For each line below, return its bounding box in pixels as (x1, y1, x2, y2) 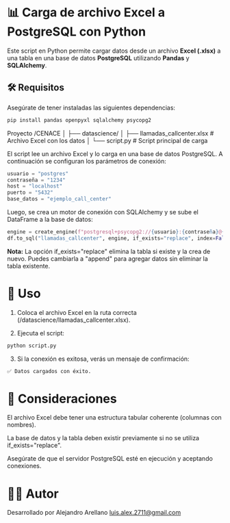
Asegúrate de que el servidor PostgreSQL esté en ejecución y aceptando (7, 455, 214, 463)
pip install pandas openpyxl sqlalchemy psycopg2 (7, 116, 152, 123)
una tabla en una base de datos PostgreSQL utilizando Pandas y (7, 53, 190, 62)
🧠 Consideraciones (7, 391, 118, 407)
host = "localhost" (7, 183, 63, 190)
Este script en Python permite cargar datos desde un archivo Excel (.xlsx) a (7, 47, 221, 55)
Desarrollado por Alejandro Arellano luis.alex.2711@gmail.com (7, 509, 181, 517)
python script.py (7, 342, 57, 349)
